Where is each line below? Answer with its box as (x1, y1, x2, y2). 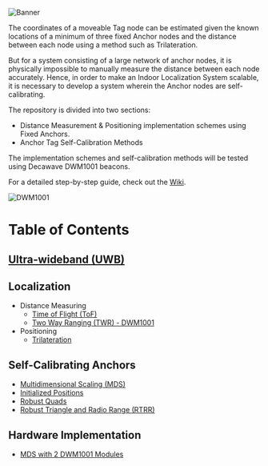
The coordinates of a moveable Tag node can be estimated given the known (8, 23, 259, 32)
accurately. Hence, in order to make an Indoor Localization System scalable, (8, 73, 259, 82)
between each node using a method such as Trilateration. (8, 40, 198, 50)
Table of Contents (8, 221, 130, 239)
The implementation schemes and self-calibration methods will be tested (8, 153, 249, 163)
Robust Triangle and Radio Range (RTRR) (19, 405, 155, 415)
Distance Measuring (19, 301, 86, 311)
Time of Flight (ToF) (31, 309, 98, 319)
